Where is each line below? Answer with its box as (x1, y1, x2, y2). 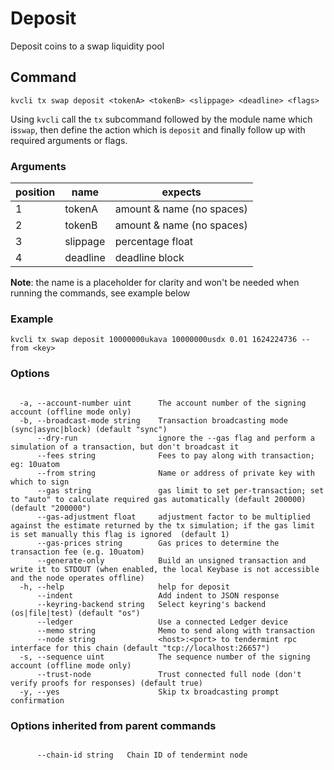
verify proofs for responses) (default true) (10, 678, 203, 688)
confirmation (10, 695, 65, 706)
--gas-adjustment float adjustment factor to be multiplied (36, 512, 311, 522)
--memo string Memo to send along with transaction (36, 625, 315, 636)
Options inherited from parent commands (10, 718, 217, 732)
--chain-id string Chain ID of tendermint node (36, 750, 248, 760)
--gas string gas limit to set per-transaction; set (36, 485, 325, 496)
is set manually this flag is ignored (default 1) (10, 529, 230, 539)
